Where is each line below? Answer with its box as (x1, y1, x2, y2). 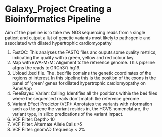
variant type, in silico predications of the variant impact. (12, 111, 124, 117)
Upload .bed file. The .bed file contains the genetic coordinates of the (12, 70, 151, 76)
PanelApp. (12, 85, 33, 91)
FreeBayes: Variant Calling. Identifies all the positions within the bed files (12, 91, 158, 96)
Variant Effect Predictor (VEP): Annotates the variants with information (12, 101, 152, 107)
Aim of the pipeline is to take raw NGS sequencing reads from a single (5, 30, 146, 35)
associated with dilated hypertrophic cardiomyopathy (5, 40, 112, 46)
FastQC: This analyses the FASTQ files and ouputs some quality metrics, (12, 49, 157, 55)
